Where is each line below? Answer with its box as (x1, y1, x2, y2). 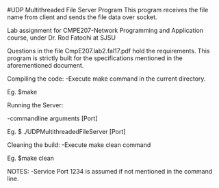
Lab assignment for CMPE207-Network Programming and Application (7, 27, 204, 34)
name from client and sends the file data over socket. (7, 13, 157, 21)
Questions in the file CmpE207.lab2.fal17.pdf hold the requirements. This (7, 47, 210, 55)
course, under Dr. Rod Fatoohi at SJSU (7, 33, 116, 42)
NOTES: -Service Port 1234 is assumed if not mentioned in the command (7, 167, 213, 175)
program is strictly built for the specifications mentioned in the (7, 54, 183, 62)
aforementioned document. (7, 62, 84, 69)
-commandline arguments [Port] (7, 114, 98, 122)
